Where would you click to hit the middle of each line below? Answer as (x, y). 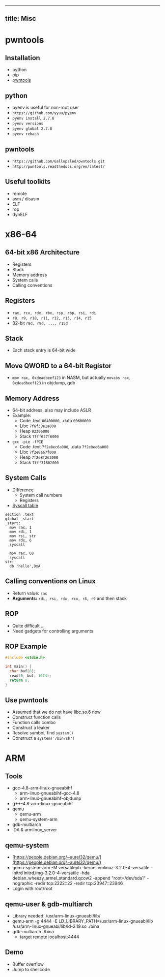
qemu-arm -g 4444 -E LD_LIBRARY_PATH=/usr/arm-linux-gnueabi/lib (82, 921)
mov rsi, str (23, 536)
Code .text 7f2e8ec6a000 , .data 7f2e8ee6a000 (64, 447)
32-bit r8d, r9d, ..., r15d (40, 323)
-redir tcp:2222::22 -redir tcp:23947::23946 (79, 883)
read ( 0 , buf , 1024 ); (30, 676)
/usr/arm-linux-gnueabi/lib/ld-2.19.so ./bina (56, 926)
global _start (20, 519)
